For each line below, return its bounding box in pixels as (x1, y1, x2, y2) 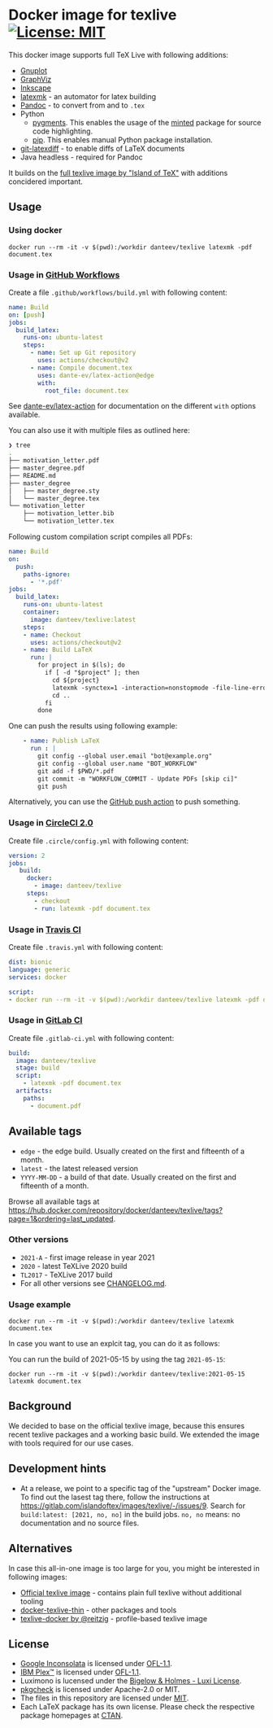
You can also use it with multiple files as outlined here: (8, 426, 190, 435)
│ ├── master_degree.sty (8, 487, 100, 495)
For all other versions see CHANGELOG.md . (19, 1278, 167, 1288)
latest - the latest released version (19, 1163, 139, 1173)
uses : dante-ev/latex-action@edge (37, 371, 154, 379)
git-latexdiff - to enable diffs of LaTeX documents (19, 143, 185, 153)
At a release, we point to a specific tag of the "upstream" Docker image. (19, 1483, 262, 1493)
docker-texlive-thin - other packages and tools (19, 1605, 177, 1615)
